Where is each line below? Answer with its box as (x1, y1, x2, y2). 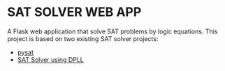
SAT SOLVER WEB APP (7, 4, 142, 20)
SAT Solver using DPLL (17, 55, 84, 63)
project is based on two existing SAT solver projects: (7, 34, 159, 42)
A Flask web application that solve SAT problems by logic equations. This (7, 27, 218, 35)
